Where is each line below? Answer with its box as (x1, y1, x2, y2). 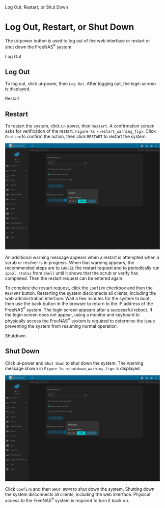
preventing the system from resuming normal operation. (5, 323, 118, 329)
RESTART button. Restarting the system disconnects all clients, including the (5, 290, 156, 296)
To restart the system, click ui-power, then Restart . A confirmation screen (5, 123, 155, 129)
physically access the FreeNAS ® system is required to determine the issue (5, 317, 156, 324)
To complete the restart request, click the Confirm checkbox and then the (5, 285, 153, 291)
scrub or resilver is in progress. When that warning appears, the (5, 259, 135, 266)
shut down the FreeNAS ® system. (5, 43, 73, 50)
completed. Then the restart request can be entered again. (5, 275, 124, 281)
